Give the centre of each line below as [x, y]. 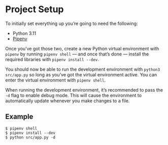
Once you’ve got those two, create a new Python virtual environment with [82, 48]
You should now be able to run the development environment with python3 [83, 69]
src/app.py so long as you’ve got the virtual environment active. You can [81, 74]
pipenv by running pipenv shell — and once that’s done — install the [77, 54]
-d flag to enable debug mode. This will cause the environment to [74, 95]
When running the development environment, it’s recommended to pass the [84, 90]
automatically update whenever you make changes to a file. [68, 101]
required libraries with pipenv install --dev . [52, 59]
